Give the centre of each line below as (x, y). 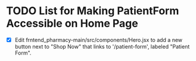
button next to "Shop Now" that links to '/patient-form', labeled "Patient (102, 46)
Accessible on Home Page (72, 23)
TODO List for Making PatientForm (93, 11)
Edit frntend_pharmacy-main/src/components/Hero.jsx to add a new (99, 40)
